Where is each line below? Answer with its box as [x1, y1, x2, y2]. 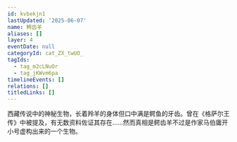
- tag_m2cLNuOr [13, 63, 59, 70]
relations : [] [7, 83, 49, 90]
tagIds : [7, 57, 30, 64]
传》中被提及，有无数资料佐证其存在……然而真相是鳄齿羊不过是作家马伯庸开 [7, 118, 229, 127]
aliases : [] [7, 30, 42, 37]
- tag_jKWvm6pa [13, 69, 59, 76]
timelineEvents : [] [7, 76, 65, 83]
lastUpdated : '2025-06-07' [7, 17, 87, 24]
